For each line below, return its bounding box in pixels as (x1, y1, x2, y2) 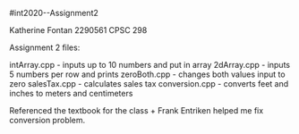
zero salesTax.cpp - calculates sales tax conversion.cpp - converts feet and (9, 79, 289, 88)
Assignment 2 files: (9, 42, 81, 53)
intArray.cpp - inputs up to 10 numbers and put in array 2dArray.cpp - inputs (9, 60, 291, 70)
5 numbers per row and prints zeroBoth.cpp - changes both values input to (9, 69, 286, 80)
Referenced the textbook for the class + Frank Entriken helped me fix (9, 105, 264, 115)
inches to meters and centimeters (9, 88, 133, 98)
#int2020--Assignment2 (9, 8, 98, 18)
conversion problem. (9, 115, 86, 125)
